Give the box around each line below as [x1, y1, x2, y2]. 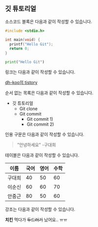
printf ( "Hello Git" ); [9, 42, 54, 46]
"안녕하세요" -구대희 [17, 142, 56, 148]
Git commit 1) [26, 116, 54, 122]
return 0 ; [9, 46, 29, 51]
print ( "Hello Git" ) [5, 60, 45, 65]
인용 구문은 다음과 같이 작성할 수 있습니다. [5, 132, 84, 137]
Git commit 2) [26, 121, 55, 127]
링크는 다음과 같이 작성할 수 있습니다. [5, 69, 76, 75]
